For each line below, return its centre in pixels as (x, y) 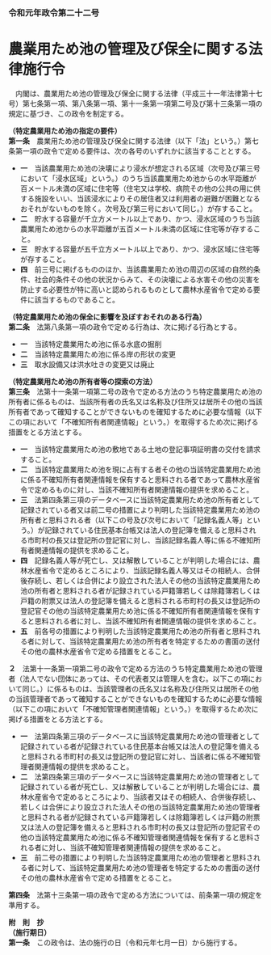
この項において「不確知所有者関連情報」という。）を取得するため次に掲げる (133, 421)
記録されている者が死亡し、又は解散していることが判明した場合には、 (136, 787)
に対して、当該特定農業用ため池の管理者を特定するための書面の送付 (147, 868)
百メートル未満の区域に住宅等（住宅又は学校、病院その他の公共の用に (137, 188)
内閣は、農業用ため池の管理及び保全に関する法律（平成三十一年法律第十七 (139, 93)
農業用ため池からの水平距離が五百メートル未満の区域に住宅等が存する (137, 229)
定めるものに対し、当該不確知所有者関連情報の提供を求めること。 (144, 489)
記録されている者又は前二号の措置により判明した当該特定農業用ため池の (140, 509)
